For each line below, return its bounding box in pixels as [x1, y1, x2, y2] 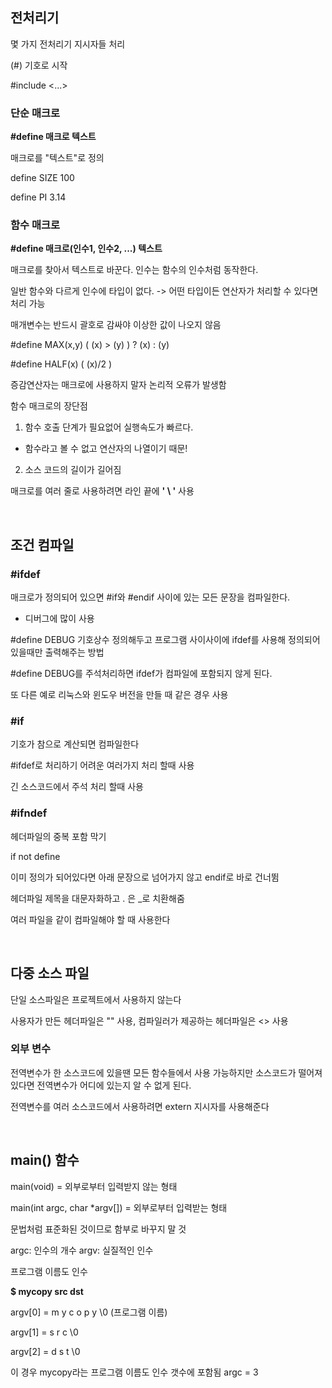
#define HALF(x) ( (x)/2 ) [10, 358, 113, 370]
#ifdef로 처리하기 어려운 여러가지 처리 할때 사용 [10, 759, 195, 772]
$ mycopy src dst [10, 1285, 84, 1297]
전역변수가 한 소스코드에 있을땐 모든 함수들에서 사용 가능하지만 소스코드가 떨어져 [10, 1066, 323, 1078]
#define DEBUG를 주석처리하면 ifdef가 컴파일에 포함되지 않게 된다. [10, 668, 273, 680]
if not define [10, 850, 61, 862]
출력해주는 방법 [44, 646, 105, 658]
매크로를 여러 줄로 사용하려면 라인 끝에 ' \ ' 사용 [10, 485, 195, 497]
